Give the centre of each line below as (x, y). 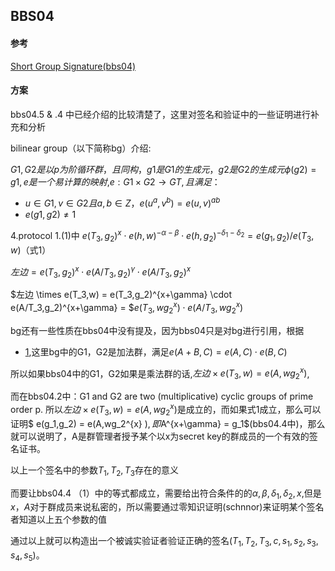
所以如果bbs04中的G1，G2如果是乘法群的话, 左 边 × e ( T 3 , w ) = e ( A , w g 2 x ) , (160, 373)
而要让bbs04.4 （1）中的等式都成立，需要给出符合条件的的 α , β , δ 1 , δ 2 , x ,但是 (166, 494)
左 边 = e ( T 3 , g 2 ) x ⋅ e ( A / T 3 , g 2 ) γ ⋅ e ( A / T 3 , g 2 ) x (101, 272)
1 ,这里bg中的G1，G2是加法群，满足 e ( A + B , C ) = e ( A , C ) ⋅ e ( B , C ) (156, 351)
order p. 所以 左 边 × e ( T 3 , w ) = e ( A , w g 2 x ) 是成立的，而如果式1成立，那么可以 (166, 410)
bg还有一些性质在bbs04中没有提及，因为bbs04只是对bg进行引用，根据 (157, 330)
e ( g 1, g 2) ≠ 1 (50, 215)
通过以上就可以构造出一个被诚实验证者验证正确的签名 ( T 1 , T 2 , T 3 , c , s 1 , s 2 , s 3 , (164, 542)
